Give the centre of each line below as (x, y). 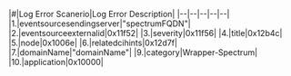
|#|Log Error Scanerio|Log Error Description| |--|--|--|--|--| (119, 14)
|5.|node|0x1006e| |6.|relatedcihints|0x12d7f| (93, 43)
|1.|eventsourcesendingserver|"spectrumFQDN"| (100, 24)
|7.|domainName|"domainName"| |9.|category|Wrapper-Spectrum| (133, 52)
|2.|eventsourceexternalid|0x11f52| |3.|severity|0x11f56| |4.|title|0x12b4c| (145, 33)
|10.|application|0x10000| (56, 62)
